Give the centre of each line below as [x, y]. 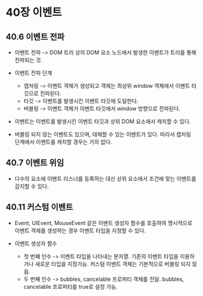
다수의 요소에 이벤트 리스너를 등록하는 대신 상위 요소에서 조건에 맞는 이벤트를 [105, 178]
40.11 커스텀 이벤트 [40, 207]
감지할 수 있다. [32, 186]
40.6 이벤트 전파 [35, 37]
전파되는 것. [29, 60]
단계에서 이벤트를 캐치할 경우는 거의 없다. [63, 142]
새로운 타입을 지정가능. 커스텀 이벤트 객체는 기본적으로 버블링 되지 [113, 264]
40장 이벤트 [34, 12]
